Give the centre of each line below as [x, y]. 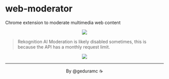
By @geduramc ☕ [84, 71]
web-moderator [39, 9]
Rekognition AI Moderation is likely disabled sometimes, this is [82, 41]
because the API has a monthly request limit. [64, 47]
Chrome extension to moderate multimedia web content [63, 22]
